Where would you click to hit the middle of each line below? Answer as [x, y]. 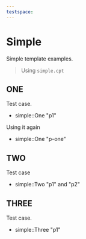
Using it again [23, 127]
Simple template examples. [40, 59]
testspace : [20, 12]
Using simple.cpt [42, 70]
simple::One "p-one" [40, 139]
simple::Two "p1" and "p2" [47, 185]
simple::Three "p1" [38, 230]
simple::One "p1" [35, 116]
